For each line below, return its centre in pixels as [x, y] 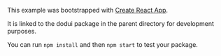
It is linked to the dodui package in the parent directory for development [111, 23]
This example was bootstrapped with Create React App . [88, 10]
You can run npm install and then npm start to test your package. [102, 44]
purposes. [22, 31]
